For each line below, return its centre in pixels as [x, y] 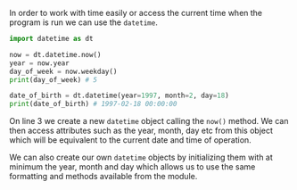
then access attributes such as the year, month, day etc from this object [141, 131]
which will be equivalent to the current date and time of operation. [130, 140]
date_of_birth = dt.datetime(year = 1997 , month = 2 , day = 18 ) [119, 96]
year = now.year [39, 63]
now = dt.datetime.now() [55, 54]
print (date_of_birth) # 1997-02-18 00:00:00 [93, 104]
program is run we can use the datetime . [83, 22]
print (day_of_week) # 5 [54, 79]
